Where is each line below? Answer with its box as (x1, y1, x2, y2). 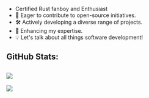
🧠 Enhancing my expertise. (15, 27, 83, 34)
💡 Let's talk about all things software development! (15, 33, 144, 41)
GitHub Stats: (6, 52, 59, 62)
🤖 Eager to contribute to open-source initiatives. (15, 12, 136, 19)
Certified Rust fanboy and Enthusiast (15, 5, 108, 12)
